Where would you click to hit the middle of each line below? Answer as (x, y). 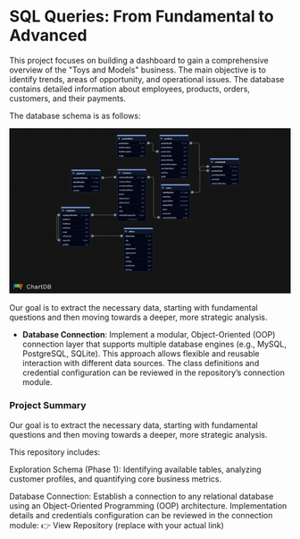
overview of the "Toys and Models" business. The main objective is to (137, 70)
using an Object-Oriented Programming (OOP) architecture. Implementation (148, 505)
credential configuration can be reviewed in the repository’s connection (154, 372)
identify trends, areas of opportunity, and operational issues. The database (147, 79)
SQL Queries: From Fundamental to (142, 17)
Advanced (48, 35)
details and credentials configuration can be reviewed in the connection (141, 515)
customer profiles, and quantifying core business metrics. (115, 479)
